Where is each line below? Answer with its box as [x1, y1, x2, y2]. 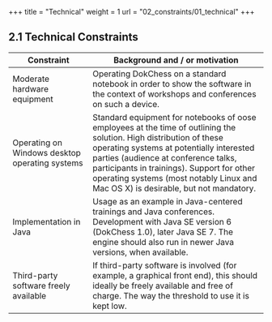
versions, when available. [92, 247, 189, 258]
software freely [12, 280, 70, 291]
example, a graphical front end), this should [92, 269, 257, 281]
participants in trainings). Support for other [92, 162, 256, 174]
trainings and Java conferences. [92, 206, 215, 217]
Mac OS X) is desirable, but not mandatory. [92, 182, 257, 194]
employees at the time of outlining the [92, 122, 236, 133]
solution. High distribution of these [92, 131, 224, 143]
